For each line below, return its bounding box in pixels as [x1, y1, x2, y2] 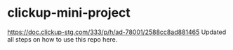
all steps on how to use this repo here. [7, 35, 118, 43]
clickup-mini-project [7, 5, 131, 21]
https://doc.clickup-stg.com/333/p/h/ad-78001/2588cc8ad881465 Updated [7, 28, 227, 36]
